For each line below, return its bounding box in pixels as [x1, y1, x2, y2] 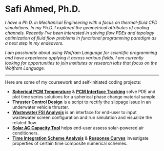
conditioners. [12, 130, 39, 136]
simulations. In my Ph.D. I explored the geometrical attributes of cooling [5, 24, 149, 30]
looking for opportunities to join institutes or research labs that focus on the [5, 60, 158, 66]
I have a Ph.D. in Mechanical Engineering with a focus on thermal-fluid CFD [5, 19, 158, 25]
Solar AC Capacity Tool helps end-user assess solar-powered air [12, 125, 144, 131]
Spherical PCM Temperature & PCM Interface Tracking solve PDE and [12, 89, 156, 94]
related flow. [12, 119, 38, 125]
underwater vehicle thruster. [12, 104, 69, 110]
